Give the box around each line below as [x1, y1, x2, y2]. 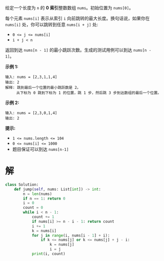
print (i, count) [31, 252, 66, 257]
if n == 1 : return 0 [23, 196, 66, 201]
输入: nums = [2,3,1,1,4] [5, 74, 57, 79]
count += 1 [31, 214, 55, 220]
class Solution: [5, 182, 39, 187]
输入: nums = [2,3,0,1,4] [5, 111, 57, 116]
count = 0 [23, 205, 43, 210]
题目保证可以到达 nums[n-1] [12, 146, 69, 152]
